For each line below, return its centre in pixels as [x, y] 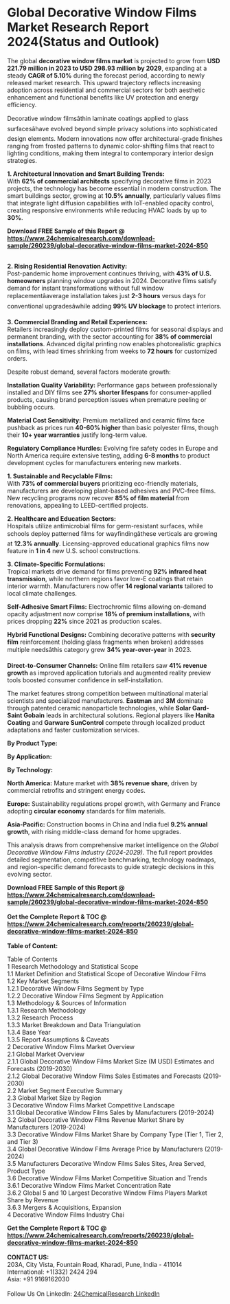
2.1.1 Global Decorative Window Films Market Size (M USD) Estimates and [111, 1061]
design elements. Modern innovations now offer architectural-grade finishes [115, 138]
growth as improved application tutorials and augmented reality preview [109, 673]
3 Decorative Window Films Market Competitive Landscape [91, 1105]
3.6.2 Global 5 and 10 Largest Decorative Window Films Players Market [107, 1193]
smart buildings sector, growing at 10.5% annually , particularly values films [114, 195]
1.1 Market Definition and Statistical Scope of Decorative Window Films [107, 974]
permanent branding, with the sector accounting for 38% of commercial [110, 336]
